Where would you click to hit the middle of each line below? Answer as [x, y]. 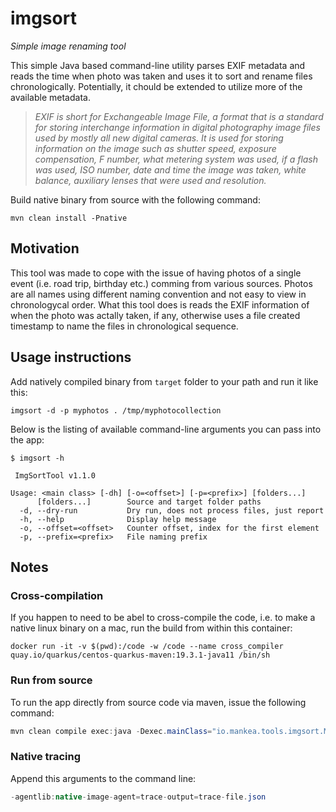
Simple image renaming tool [68, 46]
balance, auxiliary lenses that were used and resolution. [150, 180]
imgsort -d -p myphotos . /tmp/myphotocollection [116, 410]
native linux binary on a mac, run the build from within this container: [151, 628]
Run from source [51, 680]
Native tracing [46, 757]
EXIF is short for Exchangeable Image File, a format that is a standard [179, 116]
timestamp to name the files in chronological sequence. [124, 326]
